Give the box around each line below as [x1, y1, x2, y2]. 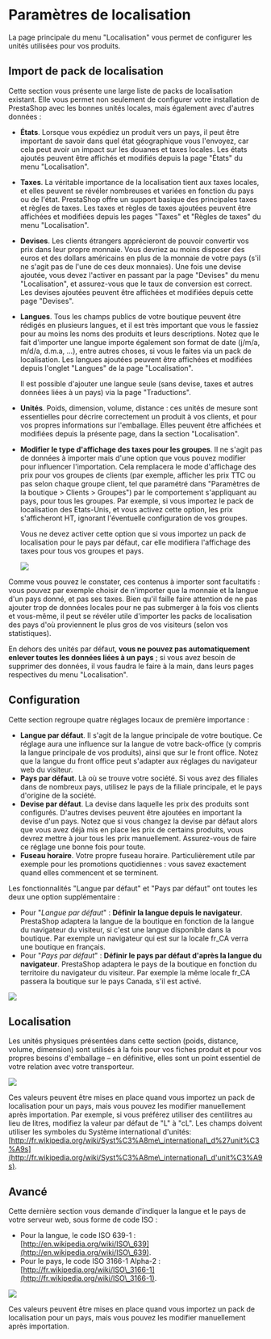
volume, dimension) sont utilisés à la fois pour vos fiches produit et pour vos [8, 1045, 262, 1055]
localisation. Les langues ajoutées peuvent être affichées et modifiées [19, 354, 252, 364]
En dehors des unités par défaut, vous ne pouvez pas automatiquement [8, 644, 250, 654]
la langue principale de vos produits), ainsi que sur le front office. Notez [19, 747, 259, 757]
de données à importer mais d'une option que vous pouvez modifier [19, 453, 246, 462]
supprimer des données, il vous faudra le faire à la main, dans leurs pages [8, 661, 254, 671]
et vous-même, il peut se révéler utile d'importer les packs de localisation [8, 611, 252, 621]
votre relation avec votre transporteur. [8, 1062, 135, 1072]
